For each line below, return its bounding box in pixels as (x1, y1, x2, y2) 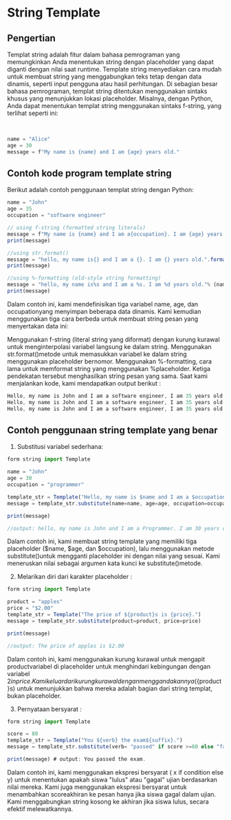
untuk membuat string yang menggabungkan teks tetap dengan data (7, 72, 202, 81)
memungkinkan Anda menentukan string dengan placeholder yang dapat (7, 58, 214, 66)
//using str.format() (7, 249, 69, 256)
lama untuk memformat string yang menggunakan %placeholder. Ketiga (7, 364, 211, 372)
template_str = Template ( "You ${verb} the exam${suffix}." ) (7, 737, 184, 744)
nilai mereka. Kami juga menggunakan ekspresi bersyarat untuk (7, 783, 187, 791)
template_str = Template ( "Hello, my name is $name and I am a (7, 494, 189, 501)
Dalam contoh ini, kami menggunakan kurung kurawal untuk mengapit (7, 655, 206, 663)
